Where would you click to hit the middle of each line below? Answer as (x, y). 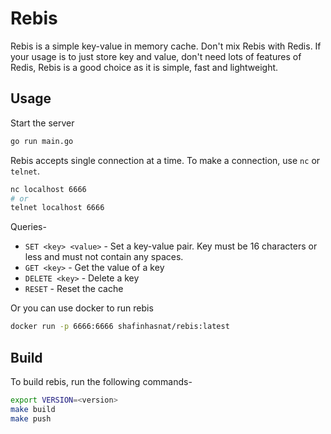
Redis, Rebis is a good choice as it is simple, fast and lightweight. (144, 67)
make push (31, 418)
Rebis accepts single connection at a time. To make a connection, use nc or (165, 160)
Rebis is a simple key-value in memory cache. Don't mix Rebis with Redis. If (166, 46)
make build (33, 409)
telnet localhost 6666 (57, 208)
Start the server (42, 123)
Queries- (28, 227)
